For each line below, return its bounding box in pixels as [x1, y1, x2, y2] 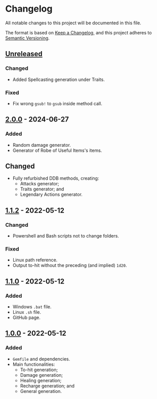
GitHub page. [12, 314, 41, 321]
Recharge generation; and [20, 383, 75, 389]
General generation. [20, 388, 62, 394]
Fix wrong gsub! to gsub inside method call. [12, 100, 102, 106]
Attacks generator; [20, 181, 59, 187]
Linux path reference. [12, 257, 58, 263]
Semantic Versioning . [5, 35, 50, 41]
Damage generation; [20, 372, 63, 378]
